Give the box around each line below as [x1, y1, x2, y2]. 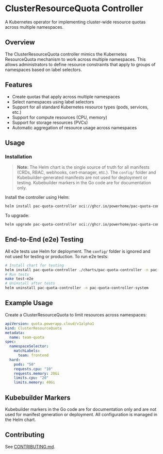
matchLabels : [14, 349, 40, 353]
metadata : [5, 330, 25, 335]
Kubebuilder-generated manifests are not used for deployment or [16, 175, 148, 180]
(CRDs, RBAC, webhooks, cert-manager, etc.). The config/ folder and [16, 170, 156, 175]
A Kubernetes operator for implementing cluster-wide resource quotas [5, 19, 146, 25]
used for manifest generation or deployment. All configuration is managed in [5, 411, 158, 417]
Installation [5, 153, 33, 160]
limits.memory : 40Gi [14, 380, 55, 385]
